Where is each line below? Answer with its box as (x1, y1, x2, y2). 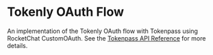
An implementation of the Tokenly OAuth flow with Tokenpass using (7, 27, 199, 35)
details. (7, 41, 28, 49)
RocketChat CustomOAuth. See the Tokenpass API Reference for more (7, 34, 206, 42)
